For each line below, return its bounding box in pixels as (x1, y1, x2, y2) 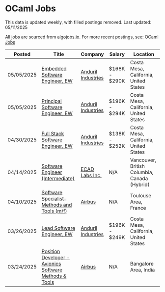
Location (133, 51, 155, 57)
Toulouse (130, 192, 152, 199)
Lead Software (41, 224, 76, 231)
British (130, 162, 145, 169)
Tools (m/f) (41, 207, 67, 214)
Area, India (130, 266, 155, 273)
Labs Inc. (81, 172, 102, 179)
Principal (41, 98, 62, 105)
